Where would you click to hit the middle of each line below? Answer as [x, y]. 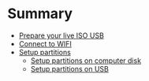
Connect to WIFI [45, 43]
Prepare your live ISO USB [61, 35]
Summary [40, 14]
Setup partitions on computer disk [86, 61]
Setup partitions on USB [70, 68]
